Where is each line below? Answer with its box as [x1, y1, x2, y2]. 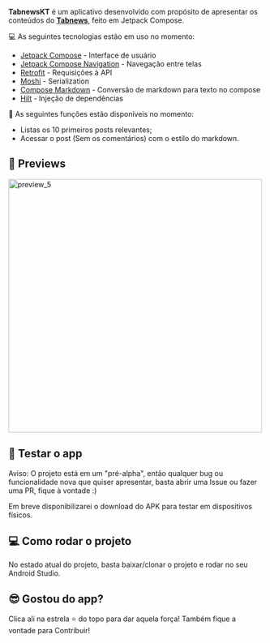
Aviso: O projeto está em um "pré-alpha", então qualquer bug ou [8, 468, 224, 478]
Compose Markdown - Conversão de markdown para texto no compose [19, 85, 261, 94]
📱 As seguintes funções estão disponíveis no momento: [8, 109, 195, 118]
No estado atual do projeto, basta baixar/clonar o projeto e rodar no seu [8, 559, 249, 570]
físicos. [8, 510, 33, 520]
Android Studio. [8, 568, 61, 578]
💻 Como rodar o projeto [8, 534, 132, 548]
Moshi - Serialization [19, 76, 90, 86]
